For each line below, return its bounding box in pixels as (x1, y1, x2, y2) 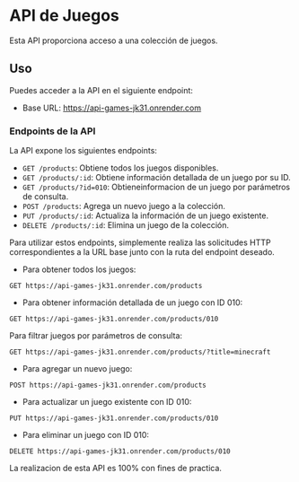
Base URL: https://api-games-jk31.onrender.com (22, 102, 202, 113)
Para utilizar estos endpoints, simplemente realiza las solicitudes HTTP (9, 237, 271, 248)
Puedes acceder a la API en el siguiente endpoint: (9, 84, 193, 95)
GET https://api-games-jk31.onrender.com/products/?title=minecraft (9, 347, 271, 357)
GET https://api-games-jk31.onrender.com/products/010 (9, 315, 219, 324)
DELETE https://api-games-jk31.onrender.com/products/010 (9, 447, 231, 456)
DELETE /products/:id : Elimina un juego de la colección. (22, 220, 230, 231)
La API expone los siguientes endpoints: (9, 145, 157, 156)
